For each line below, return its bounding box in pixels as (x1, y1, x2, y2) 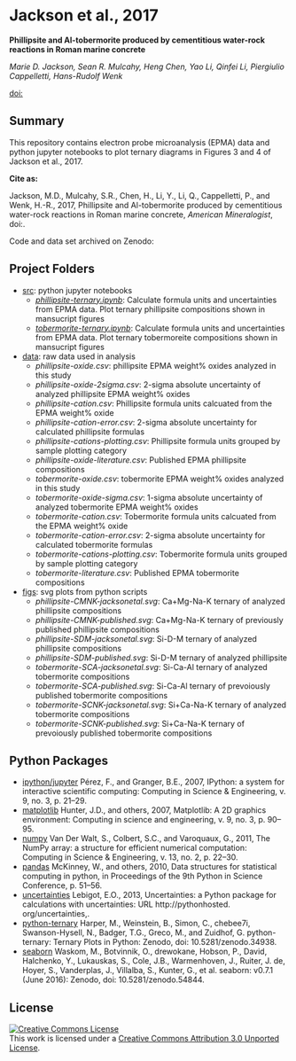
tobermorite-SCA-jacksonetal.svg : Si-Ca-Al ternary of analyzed (35, 661, 268, 672)
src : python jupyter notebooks (21, 285, 133, 295)
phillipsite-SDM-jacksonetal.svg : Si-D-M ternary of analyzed (35, 633, 257, 644)
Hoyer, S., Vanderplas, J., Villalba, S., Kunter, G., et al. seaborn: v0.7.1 (21, 965, 273, 976)
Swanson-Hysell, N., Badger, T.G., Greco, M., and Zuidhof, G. (21, 927, 245, 938)
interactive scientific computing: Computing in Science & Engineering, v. (21, 786, 286, 797)
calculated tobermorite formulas (35, 539, 153, 550)
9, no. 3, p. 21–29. (21, 795, 87, 807)
